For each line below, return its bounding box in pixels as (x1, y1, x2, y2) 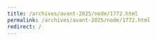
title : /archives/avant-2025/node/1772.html (7, 10, 138, 17)
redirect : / (7, 23, 42, 30)
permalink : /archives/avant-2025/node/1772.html (7, 17, 151, 24)
